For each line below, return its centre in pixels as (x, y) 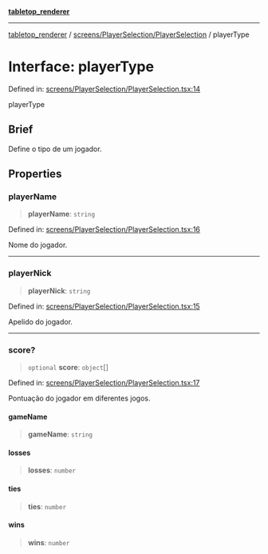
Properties (35, 174)
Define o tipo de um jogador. (55, 149)
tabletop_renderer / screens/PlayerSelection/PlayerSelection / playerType (129, 34)
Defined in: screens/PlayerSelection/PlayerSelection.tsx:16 (104, 229)
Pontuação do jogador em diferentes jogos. (79, 398)
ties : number (47, 506)
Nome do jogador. (38, 245)
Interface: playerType (81, 67)
